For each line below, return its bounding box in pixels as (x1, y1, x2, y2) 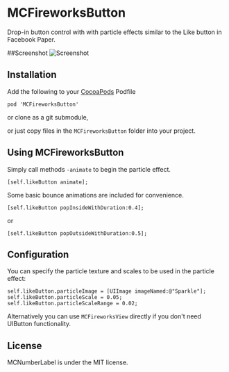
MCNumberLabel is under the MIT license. (7, 358, 128, 366)
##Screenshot (7, 49, 48, 57)
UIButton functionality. (7, 320, 71, 328)
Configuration (7, 248, 69, 260)
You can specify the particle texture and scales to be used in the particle (7, 267, 215, 275)
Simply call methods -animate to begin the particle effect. (7, 165, 171, 173)
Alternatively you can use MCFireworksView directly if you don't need (7, 312, 201, 321)
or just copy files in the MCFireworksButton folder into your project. (7, 127, 196, 135)
